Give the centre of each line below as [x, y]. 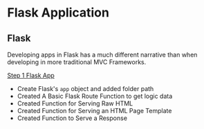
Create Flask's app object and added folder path [85, 89]
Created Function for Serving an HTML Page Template [94, 111]
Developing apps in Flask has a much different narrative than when [102, 54]
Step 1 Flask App [31, 75]
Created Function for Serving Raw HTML [75, 103]
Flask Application [58, 13]
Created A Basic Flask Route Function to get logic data [95, 96]
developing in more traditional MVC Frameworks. [77, 62]
